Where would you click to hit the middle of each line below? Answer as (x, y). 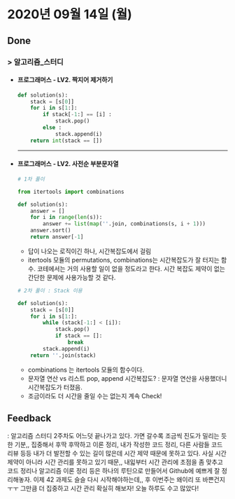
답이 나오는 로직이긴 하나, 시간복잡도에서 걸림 (90, 251)
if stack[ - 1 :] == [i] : (77, 115)
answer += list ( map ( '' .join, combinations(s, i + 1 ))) (124, 224)
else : (52, 128)
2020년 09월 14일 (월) (70, 14)
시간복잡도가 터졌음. (55, 387)
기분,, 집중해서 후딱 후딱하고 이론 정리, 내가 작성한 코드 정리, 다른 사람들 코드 (119, 444)
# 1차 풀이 (31, 179)
